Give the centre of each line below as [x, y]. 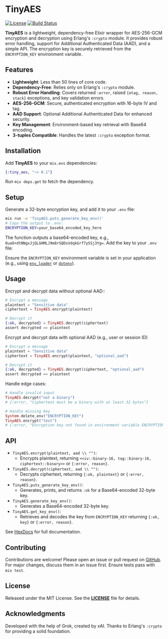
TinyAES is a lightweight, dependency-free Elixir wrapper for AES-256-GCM [84, 33]
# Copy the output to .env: [34, 223]
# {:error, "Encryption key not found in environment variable [72, 425]
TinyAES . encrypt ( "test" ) [31, 421]
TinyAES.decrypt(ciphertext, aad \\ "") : [55, 469]
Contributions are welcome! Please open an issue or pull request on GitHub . [83, 559]
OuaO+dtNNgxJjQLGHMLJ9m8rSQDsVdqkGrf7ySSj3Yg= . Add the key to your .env [81, 243]
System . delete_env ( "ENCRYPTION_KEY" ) [44, 416]
